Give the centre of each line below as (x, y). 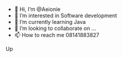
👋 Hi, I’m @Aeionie (37, 9)
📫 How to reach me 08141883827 (57, 35)
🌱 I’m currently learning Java (50, 22)
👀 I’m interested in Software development (65, 16)
